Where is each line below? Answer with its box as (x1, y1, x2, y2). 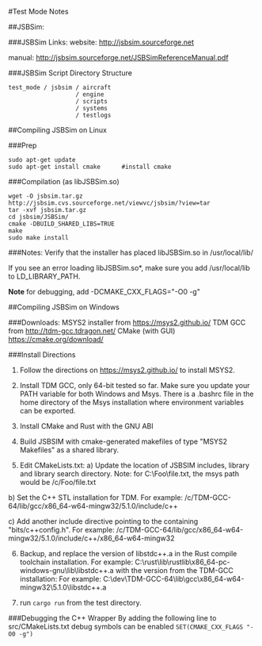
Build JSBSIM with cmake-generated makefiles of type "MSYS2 (19, 436, 228, 446)
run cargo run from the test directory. (19, 598, 142, 607)
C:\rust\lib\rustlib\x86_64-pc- (134, 557, 230, 567)
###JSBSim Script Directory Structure (8, 68, 133, 78)
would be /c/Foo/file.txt (19, 478, 97, 486)
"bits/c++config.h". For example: (8, 525, 115, 534)
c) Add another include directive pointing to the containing (8, 517, 199, 526)
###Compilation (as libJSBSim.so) (8, 177, 120, 186)
